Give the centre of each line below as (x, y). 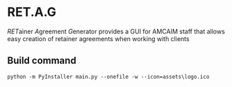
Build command (42, 61)
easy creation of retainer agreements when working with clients (98, 38)
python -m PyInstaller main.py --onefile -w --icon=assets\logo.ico (108, 77)
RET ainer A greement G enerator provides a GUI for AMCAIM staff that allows (116, 31)
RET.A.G (32, 12)
